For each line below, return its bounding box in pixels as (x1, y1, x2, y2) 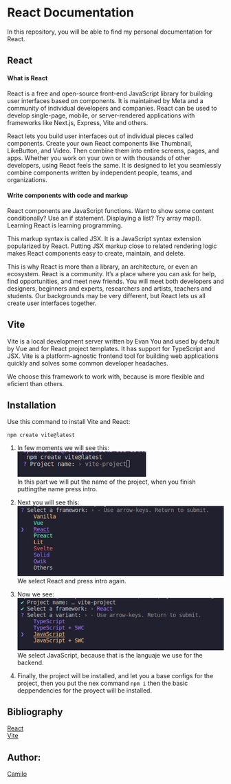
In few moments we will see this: (16, 444, 110, 452)
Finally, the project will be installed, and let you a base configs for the (16, 671, 214, 680)
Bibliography (7, 706, 63, 717)
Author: (7, 751, 41, 763)
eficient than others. (7, 379, 65, 388)
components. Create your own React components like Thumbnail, (7, 139, 192, 147)
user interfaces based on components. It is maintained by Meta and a (7, 96, 204, 104)
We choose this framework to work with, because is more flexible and (7, 372, 205, 381)
